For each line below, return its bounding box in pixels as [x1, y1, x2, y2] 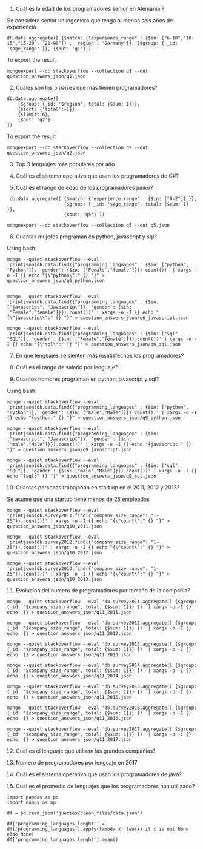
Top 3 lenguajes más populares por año [15, 161, 115, 167]
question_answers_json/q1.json [7, 73, 86, 79]
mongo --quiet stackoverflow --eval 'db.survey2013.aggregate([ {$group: [7, 641, 198, 647]
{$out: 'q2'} [18, 117, 51, 123]
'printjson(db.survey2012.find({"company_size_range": [7, 539, 148, 545]
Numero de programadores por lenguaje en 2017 [15, 759, 138, 766]
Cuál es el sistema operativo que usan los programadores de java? [15, 771, 182, 778]
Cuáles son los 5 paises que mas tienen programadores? [15, 84, 158, 91]
